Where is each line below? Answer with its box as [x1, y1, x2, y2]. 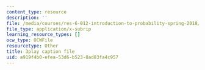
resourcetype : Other [6, 43, 59, 49]
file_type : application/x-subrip [6, 26, 92, 32]
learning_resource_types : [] [6, 32, 81, 38]
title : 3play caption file [6, 49, 75, 55]
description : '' [6, 15, 48, 21]
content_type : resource [6, 9, 67, 15]
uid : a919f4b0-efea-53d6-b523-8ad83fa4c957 [6, 54, 119, 60]
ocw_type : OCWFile [6, 37, 53, 43]
